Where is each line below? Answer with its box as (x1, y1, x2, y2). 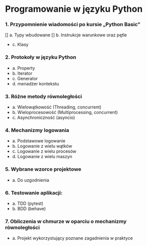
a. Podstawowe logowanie (12, 138, 65, 144)
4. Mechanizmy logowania (5, 127, 70, 134)
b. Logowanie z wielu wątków (12, 143, 72, 149)
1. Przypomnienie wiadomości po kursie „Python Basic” (5, 21, 141, 28)
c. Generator (12, 75, 38, 82)
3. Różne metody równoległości (5, 93, 82, 100)
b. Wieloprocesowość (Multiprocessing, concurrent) (12, 109, 118, 115)
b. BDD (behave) (12, 205, 46, 212)
